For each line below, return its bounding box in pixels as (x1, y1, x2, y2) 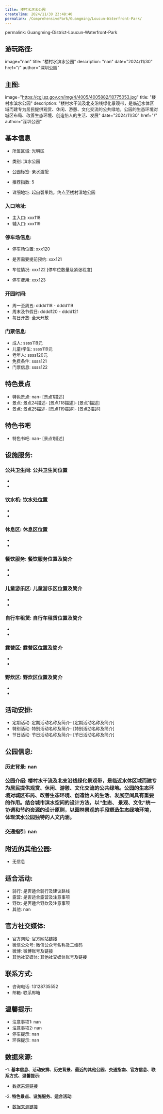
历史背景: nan (5, 763, 37, 770)
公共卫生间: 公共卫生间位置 (5, 467, 68, 474)
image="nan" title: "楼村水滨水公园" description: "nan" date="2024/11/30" (5, 59, 153, 65)
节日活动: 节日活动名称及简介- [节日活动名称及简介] (12, 732, 115, 738)
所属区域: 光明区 (12, 148, 45, 154)
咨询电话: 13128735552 (12, 984, 58, 989)
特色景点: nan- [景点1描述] (12, 394, 65, 400)
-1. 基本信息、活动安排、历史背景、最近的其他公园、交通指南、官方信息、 (5, 1067, 152, 1073)
